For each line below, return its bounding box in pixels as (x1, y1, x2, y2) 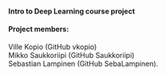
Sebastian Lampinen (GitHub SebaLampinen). (8, 59, 159, 68)
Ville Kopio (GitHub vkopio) (8, 42, 97, 51)
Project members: (8, 25, 69, 34)
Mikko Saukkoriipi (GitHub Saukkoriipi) (8, 50, 135, 59)
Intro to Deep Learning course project (8, 6, 136, 16)
